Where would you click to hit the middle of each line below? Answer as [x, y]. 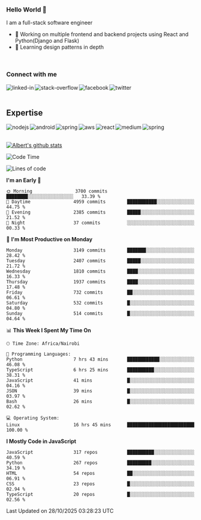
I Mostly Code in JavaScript [41, 441]
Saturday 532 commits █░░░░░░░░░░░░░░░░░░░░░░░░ [100, 303]
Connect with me [31, 75]
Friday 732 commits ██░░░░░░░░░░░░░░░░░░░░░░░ [100, 292]
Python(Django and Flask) [47, 41]
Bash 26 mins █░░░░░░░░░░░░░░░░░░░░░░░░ [100, 402]
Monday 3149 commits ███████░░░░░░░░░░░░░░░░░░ [100, 250]
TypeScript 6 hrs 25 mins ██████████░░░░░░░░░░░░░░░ [100, 370]
